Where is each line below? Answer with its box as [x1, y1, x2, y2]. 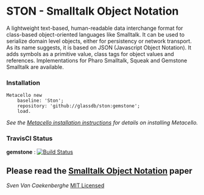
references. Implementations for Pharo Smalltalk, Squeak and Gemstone [6, 57, 188, 64]
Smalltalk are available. [6, 63, 64, 71]
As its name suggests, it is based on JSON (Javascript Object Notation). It [6, 44, 192, 51]
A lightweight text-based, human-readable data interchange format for [6, 24, 183, 32]
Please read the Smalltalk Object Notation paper [6, 166, 193, 176]
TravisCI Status [6, 134, 53, 143]
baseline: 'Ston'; [17, 97, 64, 104]
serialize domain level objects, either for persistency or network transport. [6, 37, 192, 44]
